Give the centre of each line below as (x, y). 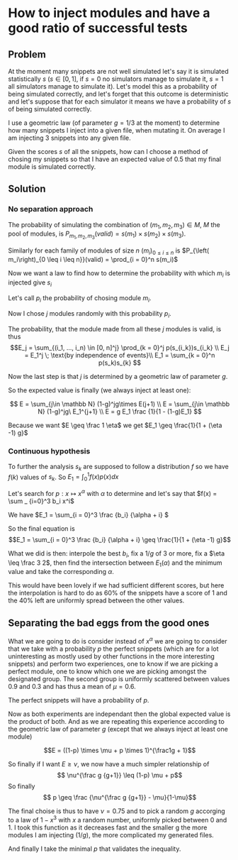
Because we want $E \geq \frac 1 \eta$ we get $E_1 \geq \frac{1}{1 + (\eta (115, 425)
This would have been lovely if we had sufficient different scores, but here (116, 585)
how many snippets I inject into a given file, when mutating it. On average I (117, 130)
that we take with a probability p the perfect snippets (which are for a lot (113, 649)
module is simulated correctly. (52, 167)
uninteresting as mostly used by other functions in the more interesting (112, 656)
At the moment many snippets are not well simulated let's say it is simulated (118, 71)
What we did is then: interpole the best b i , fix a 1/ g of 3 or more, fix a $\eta (117, 554)
